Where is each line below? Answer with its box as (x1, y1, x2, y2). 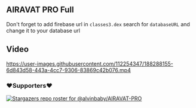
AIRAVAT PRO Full (6, 5, 74, 15)
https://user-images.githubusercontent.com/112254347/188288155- (6, 60, 173, 67)
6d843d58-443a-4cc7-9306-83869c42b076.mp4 (6, 66, 131, 73)
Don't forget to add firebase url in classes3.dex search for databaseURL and (6, 20, 190, 27)
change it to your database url (6, 27, 81, 34)
